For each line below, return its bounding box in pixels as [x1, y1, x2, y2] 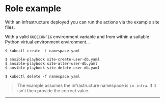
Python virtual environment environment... [5, 39, 90, 44]
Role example [5, 3, 61, 14]
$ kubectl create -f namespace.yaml [5, 48, 80, 53]
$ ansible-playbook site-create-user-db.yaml [5, 57, 100, 62]
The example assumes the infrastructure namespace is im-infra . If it [17, 82, 156, 88]
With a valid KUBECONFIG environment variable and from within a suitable [5, 34, 150, 40]
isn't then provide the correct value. [17, 87, 90, 93]
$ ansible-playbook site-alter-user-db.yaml [5, 61, 98, 66]
